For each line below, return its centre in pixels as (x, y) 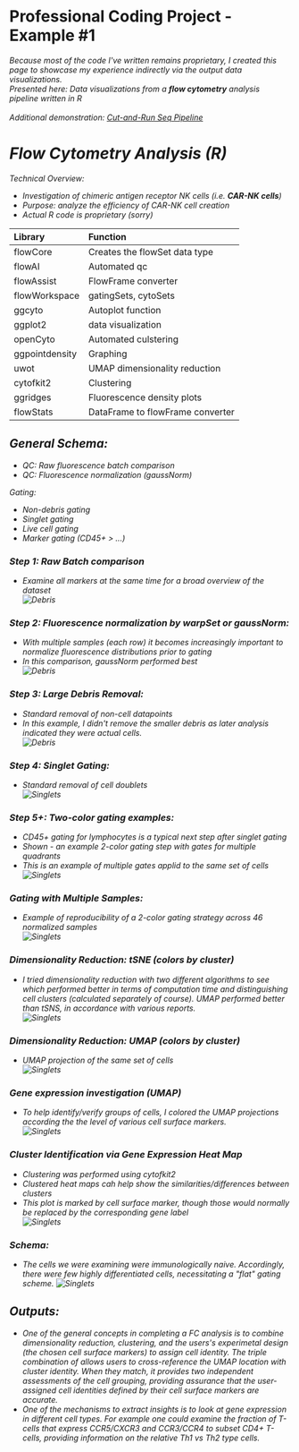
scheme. (38, 1283)
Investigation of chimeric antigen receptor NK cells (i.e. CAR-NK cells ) (152, 195)
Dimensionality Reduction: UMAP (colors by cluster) (125, 1040)
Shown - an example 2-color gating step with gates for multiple (139, 847)
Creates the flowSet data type (151, 252)
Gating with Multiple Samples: (76, 899)
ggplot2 (30, 324)
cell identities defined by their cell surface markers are (158, 1390)
